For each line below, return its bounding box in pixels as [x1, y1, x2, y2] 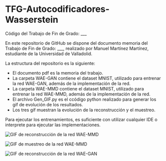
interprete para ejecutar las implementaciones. [5, 122, 101, 128]
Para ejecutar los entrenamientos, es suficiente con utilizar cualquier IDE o [5, 116, 158, 122]
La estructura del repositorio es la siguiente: [5, 60, 95, 66]
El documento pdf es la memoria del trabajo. [12, 70, 103, 76]
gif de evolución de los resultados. [12, 101, 83, 107]
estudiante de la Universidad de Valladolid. [5, 51, 93, 57]
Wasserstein [5, 14, 59, 25]
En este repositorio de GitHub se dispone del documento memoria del [5, 40, 148, 46]
